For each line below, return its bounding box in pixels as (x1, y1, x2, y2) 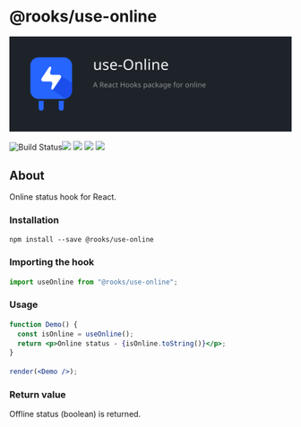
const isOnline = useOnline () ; (17, 329, 134, 338)
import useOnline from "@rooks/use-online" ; (9, 278, 178, 286)
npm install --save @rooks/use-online (9, 235, 154, 244)
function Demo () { (9, 320, 78, 329)
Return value (9, 388, 66, 400)
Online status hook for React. (9, 192, 116, 202)
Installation (9, 213, 60, 226)
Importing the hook (9, 256, 95, 269)
